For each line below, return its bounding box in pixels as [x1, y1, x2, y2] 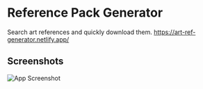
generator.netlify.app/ [7, 35, 70, 43]
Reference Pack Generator [7, 5, 163, 21]
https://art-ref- [154, 28, 196, 36]
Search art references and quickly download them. [7, 28, 153, 36]
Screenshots [7, 56, 64, 67]
